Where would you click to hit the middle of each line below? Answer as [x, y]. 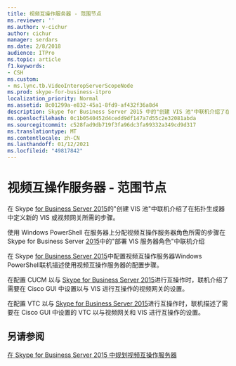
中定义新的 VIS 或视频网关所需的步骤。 [63, 217]
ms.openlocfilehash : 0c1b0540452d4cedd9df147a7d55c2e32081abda [102, 118]
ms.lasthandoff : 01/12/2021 [48, 145]
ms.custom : [23, 79]
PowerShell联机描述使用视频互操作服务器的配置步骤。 [85, 265]
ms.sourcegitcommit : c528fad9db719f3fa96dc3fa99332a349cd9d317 [102, 125]
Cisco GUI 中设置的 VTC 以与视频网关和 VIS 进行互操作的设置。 [113, 312]
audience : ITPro [31, 53]
